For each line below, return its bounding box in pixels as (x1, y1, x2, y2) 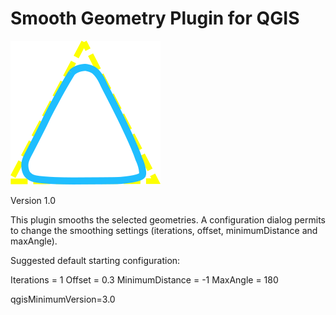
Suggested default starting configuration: (10, 254, 181, 266)
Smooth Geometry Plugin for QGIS (10, 7, 300, 30)
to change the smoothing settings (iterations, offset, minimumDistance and (10, 224, 318, 236)
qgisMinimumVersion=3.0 (10, 293, 116, 305)
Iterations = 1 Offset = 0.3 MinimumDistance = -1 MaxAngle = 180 (10, 273, 279, 286)
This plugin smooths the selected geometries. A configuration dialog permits (10, 213, 326, 226)
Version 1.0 (10, 194, 56, 206)
